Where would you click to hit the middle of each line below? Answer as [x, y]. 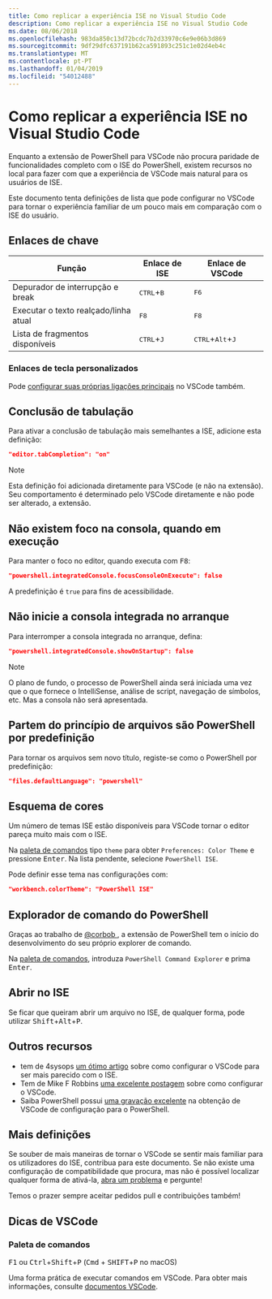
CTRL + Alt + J [215, 339]
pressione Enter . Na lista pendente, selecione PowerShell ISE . [113, 859]
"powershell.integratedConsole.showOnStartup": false [101, 651]
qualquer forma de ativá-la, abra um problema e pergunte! [105, 1180]
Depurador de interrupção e [66, 287]
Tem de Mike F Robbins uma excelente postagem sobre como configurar [141, 1083]
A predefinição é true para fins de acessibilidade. [91, 591]
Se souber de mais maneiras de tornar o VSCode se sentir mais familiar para [136, 1154]
